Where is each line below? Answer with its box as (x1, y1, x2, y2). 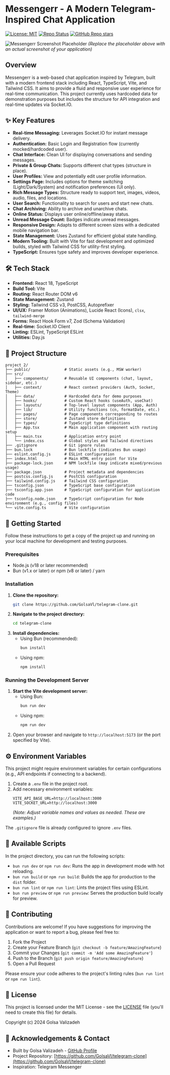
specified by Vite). (12, 737, 51, 743)
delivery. (12, 135, 31, 141)
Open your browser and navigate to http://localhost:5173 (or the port (12, 732, 161, 738)
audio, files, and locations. (12, 195, 68, 201)
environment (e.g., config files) (5, 501, 79, 506)
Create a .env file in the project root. (12, 781, 89, 787)
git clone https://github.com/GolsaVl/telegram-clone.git (12, 602, 138, 607)
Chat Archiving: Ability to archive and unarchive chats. (12, 205, 128, 211)
